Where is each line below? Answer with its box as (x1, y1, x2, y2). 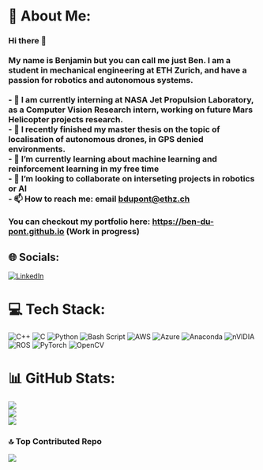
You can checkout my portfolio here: (8, 216, 151, 227)
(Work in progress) (66, 226, 140, 237)
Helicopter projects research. (8, 114, 124, 125)
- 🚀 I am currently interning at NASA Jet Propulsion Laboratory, (8, 95, 254, 106)
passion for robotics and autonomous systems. (8, 75, 193, 86)
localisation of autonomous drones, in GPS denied (8, 134, 204, 145)
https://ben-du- (152, 216, 215, 227)
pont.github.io (8, 226, 65, 237)
